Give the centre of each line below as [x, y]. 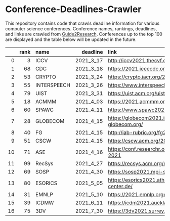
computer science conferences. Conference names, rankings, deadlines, [81, 28]
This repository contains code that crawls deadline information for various [82, 23]
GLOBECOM [50, 121]
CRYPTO [46, 77]
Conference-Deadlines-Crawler [73, 9]
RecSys [44, 163]
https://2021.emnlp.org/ [137, 194]
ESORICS [46, 183]
